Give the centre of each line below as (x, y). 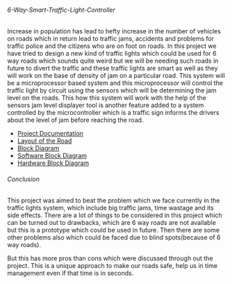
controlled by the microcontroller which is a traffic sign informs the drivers (114, 113)
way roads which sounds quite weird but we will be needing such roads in (113, 61)
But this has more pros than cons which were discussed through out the (110, 258)
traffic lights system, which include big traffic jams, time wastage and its (110, 208)
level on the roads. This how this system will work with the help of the (107, 98)
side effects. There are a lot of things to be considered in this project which (115, 215)
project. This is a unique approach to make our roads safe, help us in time (112, 266)
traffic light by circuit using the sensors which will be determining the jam (112, 90)
